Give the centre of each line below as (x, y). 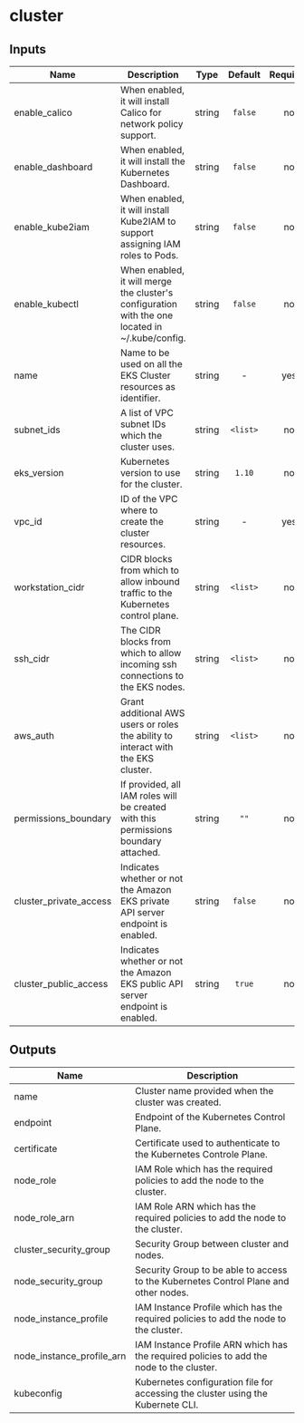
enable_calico (43, 112)
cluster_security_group (62, 1249)
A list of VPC (147, 413)
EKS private (145, 901)
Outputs (33, 1050)
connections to (152, 676)
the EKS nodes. (153, 687)
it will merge (146, 281)
